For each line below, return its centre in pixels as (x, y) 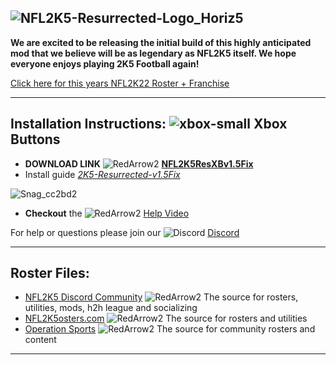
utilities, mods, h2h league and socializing (111, 308)
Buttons (35, 139)
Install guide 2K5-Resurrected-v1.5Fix (102, 174)
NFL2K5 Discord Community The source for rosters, (161, 297)
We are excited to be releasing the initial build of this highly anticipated (161, 42)
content (40, 340)
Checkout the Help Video (107, 213)
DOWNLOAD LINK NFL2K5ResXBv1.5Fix (139, 163)
